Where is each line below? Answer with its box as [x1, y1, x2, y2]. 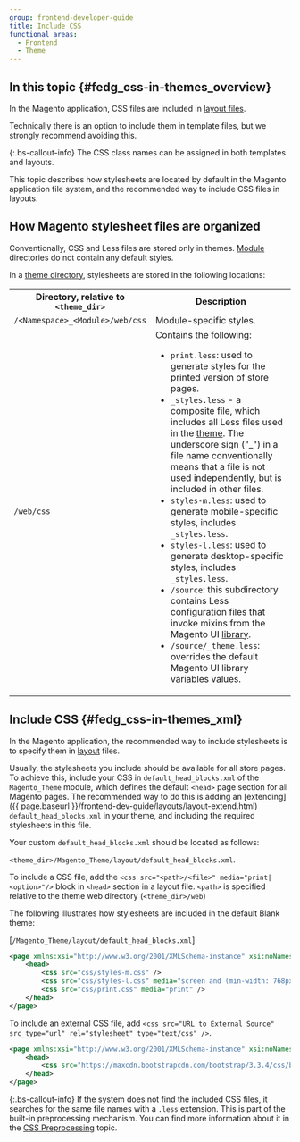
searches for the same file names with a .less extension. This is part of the [9, 1104, 286, 1114]
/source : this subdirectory [171, 583, 279, 595]
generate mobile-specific [171, 505, 279, 517]
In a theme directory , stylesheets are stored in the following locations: [9, 269, 266, 280]
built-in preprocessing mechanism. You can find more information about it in [9, 1113, 290, 1124]
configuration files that [171, 605, 266, 617]
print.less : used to [171, 348, 253, 361]
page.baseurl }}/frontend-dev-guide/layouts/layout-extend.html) [21, 801, 258, 811]
